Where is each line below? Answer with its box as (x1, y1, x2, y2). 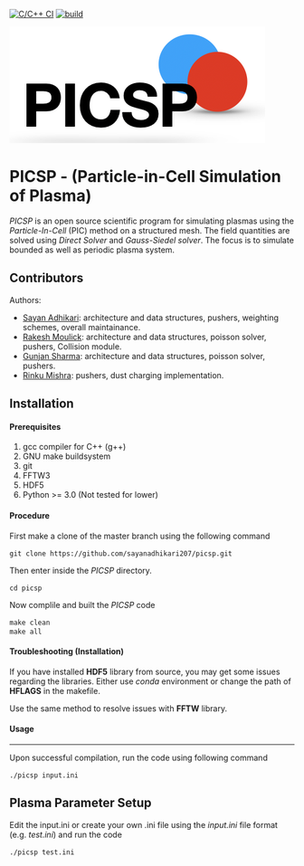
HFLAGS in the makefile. (9, 685, 101, 696)
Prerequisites (9, 421, 62, 432)
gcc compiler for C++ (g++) (22, 442, 127, 452)
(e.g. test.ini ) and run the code (9, 829, 122, 840)
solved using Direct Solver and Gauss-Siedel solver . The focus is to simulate (9, 234, 294, 245)
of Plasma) (9, 186, 92, 206)
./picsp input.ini (9, 770, 79, 780)
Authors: (9, 294, 42, 305)
